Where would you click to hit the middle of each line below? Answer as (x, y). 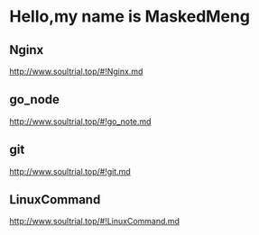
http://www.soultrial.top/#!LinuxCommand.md (95, 221)
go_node (35, 99)
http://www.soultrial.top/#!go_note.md (80, 121)
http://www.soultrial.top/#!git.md (70, 171)
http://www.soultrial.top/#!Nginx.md (76, 71)
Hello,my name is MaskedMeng (130, 17)
